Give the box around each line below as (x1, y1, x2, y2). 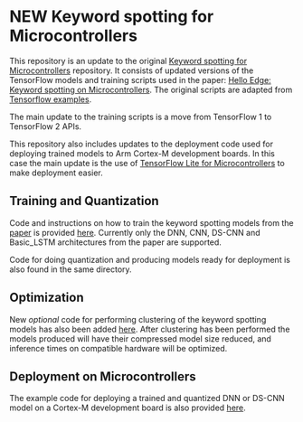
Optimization (9, 290, 84, 305)
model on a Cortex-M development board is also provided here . (9, 402, 246, 413)
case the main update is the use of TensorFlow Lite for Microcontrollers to (9, 157, 285, 168)
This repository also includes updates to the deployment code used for (9, 138, 274, 149)
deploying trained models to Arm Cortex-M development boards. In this (9, 147, 276, 159)
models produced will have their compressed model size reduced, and (9, 333, 271, 344)
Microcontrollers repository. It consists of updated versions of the (9, 65, 254, 76)
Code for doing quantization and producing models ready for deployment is (9, 254, 291, 265)
